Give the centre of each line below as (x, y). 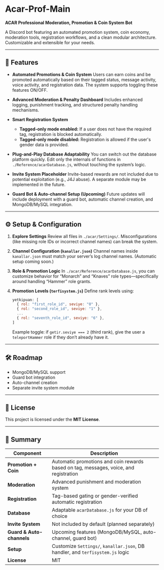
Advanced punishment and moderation (97, 482)
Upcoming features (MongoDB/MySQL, (97, 532)
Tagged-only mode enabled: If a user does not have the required (85, 129)
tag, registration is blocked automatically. (61, 134)
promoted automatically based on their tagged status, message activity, (84, 79)
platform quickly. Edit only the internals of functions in (66, 159)
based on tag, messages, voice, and (93, 468)
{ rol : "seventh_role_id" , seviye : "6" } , (61, 318)
